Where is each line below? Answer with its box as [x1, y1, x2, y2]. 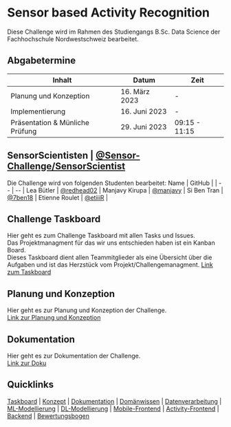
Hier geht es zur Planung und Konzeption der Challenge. [7, 306, 167, 314]
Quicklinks [7, 379, 54, 391]
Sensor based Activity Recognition [7, 5, 210, 21]
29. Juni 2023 [120, 122, 167, 131]
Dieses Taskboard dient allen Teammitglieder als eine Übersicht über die [7, 253, 212, 262]
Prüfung [10, 126, 37, 135]
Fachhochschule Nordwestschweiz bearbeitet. [7, 34, 139, 43]
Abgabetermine [7, 55, 76, 67]
